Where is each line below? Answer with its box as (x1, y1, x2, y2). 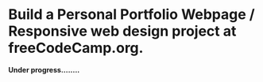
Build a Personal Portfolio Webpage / (8, 6, 256, 24)
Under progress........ (8, 65, 80, 74)
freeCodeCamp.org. (8, 39, 144, 57)
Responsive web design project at (8, 22, 237, 40)
